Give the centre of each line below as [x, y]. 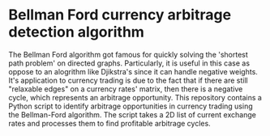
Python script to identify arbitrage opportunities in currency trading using [131, 106]
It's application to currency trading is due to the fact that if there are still [129, 80]
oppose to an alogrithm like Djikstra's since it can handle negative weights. [133, 71]
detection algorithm [76, 32]
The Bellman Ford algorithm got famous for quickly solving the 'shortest [129, 54]
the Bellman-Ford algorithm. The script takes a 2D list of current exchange [133, 114]
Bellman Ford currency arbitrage [120, 15]
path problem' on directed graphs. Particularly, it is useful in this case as [129, 63]
